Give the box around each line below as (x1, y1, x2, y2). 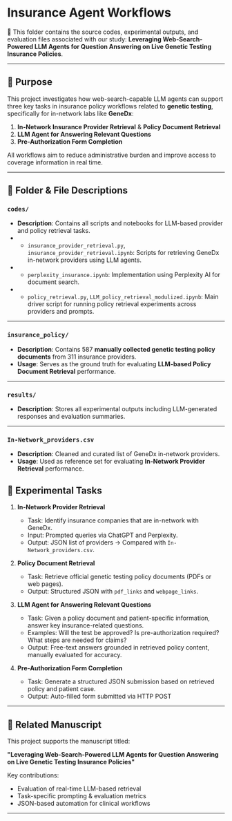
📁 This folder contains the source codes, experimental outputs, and (7, 28, 199, 36)
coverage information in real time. (7, 158, 104, 167)
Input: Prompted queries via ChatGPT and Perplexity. (27, 531, 178, 540)
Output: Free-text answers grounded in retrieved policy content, (27, 643, 210, 652)
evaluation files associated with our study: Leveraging (7, 35, 162, 43)
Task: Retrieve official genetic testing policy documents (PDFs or (27, 572, 212, 581)
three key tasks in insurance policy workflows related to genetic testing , (7, 102, 213, 110)
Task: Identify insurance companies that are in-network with (27, 516, 199, 525)
